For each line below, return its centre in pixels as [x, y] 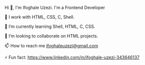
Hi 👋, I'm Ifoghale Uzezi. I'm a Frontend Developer [55, 8]
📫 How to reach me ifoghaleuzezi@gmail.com [51, 46]
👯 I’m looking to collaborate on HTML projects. [51, 36]
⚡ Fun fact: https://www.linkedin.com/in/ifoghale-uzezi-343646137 [72, 57]
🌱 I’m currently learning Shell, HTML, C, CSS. [50, 26]
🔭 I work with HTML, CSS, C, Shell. [39, 17]
